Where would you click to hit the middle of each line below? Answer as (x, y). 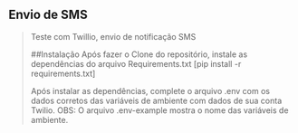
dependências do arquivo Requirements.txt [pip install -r (136, 63)
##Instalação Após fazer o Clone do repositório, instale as (139, 54)
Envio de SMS (48, 15)
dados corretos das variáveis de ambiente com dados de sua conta (156, 100)
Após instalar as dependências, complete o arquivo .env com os (150, 90)
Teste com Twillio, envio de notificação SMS (113, 36)
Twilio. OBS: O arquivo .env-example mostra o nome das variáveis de (159, 110)
